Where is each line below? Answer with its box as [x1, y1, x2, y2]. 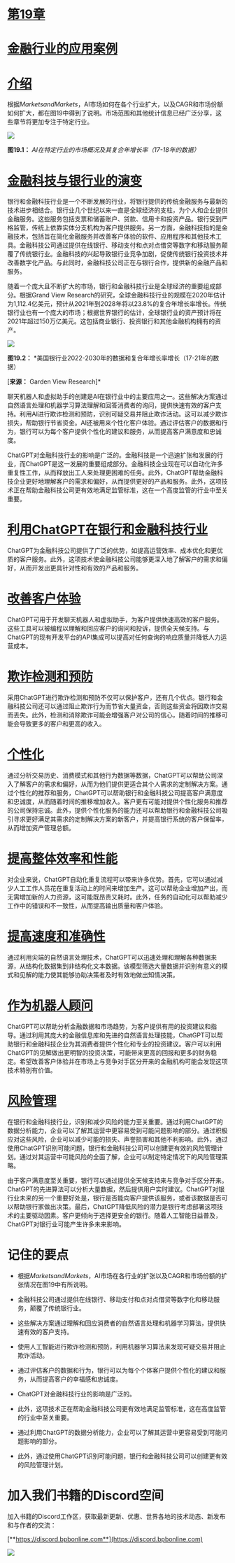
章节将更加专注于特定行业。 [13, 118, 93, 126]
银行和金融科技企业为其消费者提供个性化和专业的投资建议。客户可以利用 [13, 1039, 222, 1048]
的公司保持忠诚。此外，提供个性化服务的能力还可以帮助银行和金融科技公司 [7, 806, 222, 814]
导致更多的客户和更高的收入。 [19, 720, 106, 728]
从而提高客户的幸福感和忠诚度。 [29, 1375, 122, 1383]
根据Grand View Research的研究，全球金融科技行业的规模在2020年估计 [19, 291, 226, 300]
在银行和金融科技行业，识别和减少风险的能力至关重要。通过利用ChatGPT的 [7, 1117, 224, 1126]
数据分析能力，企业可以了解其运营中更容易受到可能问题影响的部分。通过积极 [7, 1126, 228, 1135]
